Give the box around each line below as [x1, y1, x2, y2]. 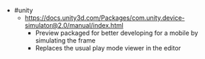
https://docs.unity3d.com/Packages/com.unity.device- [24, 14, 185, 22]
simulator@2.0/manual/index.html [24, 21, 124, 29]
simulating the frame [35, 36, 96, 45]
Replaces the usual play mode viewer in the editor [35, 44, 182, 52]
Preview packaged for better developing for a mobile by [35, 28, 199, 37]
